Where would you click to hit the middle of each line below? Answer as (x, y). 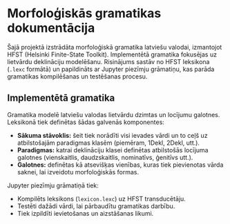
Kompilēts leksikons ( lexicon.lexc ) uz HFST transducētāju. (102, 198)
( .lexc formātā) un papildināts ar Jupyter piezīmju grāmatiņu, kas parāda (111, 69)
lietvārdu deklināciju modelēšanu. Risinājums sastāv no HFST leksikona (108, 61)
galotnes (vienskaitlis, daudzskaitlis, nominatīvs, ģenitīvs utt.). (105, 157)
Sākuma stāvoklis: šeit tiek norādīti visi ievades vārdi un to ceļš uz (113, 135)
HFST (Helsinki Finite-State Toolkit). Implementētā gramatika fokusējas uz (112, 54)
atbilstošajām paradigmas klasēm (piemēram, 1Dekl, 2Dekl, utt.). (108, 143)
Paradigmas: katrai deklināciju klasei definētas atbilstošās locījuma (113, 150)
